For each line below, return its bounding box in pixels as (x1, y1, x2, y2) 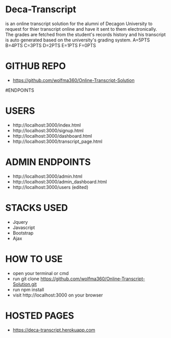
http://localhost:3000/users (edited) (12, 184, 88, 190)
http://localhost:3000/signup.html (12, 127, 84, 134)
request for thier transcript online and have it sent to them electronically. (5, 26, 157, 32)
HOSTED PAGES (5, 310, 75, 321)
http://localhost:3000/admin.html (12, 173, 83, 179)
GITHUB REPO (5, 60, 66, 72)
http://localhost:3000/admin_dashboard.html (12, 178, 107, 185)
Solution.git (12, 281, 37, 287)
